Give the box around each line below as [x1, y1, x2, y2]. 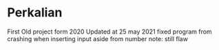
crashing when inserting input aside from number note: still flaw [7, 34, 188, 42]
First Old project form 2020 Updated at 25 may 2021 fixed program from [7, 27, 212, 36]
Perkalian [7, 5, 63, 21]
